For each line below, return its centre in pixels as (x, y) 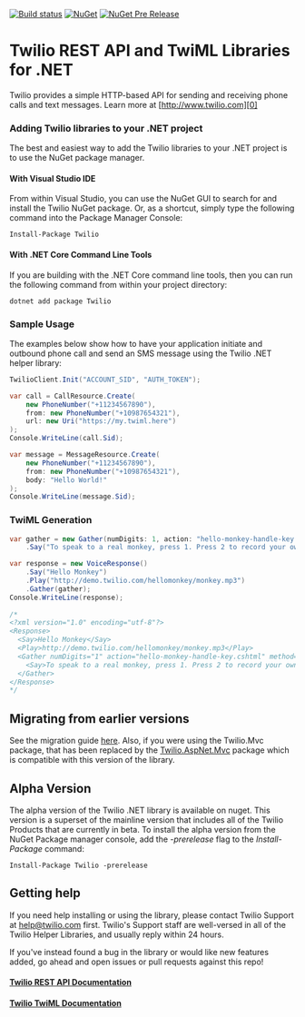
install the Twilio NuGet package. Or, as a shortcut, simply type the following (152, 208)
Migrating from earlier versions (99, 719)
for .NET (42, 70)
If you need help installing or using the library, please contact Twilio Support (152, 915)
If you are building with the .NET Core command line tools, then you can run (151, 275)
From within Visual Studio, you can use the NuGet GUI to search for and (143, 199)
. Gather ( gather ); (59, 589)
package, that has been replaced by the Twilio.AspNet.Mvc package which (150, 750)
